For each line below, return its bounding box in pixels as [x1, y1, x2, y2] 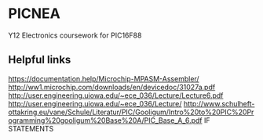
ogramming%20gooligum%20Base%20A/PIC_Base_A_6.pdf [8, 115, 203, 125]
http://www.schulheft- [183, 99, 255, 108]
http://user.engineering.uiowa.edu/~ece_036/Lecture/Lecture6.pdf [8, 91, 224, 100]
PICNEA [8, 5, 60, 23]
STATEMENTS [8, 124, 54, 133]
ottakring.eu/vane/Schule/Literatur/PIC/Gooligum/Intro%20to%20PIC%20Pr [8, 107, 254, 117]
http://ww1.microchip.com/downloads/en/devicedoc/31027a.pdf [8, 82, 216, 92]
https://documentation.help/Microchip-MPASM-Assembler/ [8, 74, 199, 83]
